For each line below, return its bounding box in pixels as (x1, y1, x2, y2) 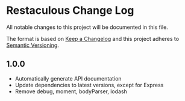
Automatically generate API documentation (14, 75, 122, 82)
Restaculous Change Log (6, 4, 134, 17)
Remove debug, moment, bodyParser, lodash (14, 88, 128, 95)
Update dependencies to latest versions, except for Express (14, 81, 164, 88)
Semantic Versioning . (6, 41, 59, 49)
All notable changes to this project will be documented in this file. (6, 23, 169, 31)
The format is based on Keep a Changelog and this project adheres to (6, 35, 180, 42)
